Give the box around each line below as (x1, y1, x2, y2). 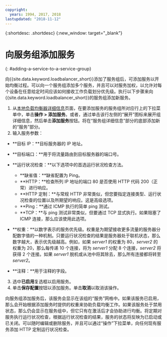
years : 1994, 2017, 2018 (9, 12, 61, 17)
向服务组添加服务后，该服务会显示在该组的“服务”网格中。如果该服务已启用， (5, 295, 162, 301)
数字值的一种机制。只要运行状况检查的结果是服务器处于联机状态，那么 (16, 233, 161, 239)
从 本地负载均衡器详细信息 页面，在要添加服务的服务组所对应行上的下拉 (12, 105, 157, 111)
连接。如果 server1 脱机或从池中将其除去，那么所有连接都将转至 (30, 252, 162, 257)
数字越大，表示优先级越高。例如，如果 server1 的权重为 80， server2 (12, 239, 153, 245)
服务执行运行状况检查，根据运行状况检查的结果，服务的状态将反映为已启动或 (5, 314, 162, 320)
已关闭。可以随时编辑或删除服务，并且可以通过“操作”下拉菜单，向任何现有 (5, 320, 158, 326)
